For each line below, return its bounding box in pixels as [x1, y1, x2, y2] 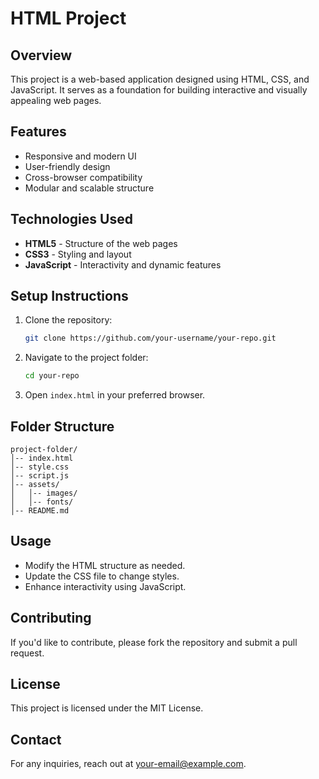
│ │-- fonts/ [10, 497, 74, 507]
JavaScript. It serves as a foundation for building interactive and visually [10, 84, 308, 96]
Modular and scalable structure [24, 182, 155, 194]
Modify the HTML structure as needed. [24, 559, 186, 571]
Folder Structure [10, 418, 115, 435]
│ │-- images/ [10, 488, 78, 498]
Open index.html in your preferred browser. [24, 389, 206, 401]
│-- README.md [10, 506, 70, 516]
